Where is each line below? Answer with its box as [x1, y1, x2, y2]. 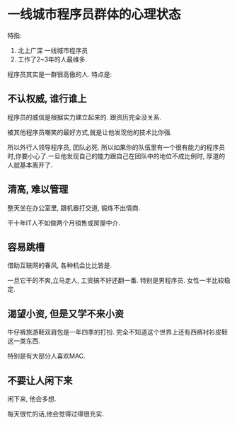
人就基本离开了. [7, 161, 53, 169]
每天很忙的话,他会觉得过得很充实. [7, 409, 105, 418]
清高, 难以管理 [7, 183, 69, 195]
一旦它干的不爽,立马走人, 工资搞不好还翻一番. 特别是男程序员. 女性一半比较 [7, 276, 224, 285]
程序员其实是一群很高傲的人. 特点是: [7, 70, 112, 78]
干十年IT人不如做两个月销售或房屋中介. [7, 219, 120, 227]
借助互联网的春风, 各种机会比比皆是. [7, 261, 112, 269]
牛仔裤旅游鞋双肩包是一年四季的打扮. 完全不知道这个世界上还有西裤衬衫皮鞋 [7, 328, 228, 337]
